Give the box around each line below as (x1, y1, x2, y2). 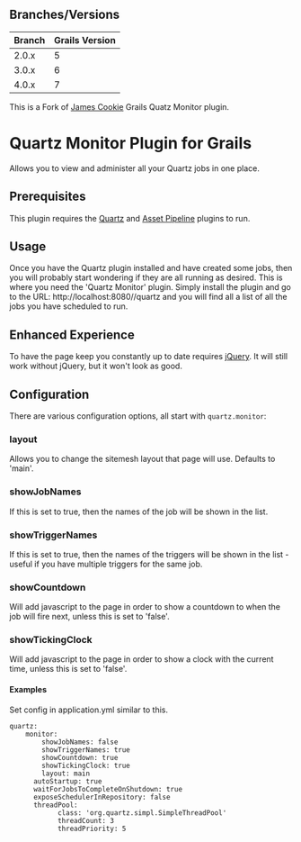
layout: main (41, 769, 91, 778)
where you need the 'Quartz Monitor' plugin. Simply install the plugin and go (9, 282, 292, 293)
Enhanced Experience (9, 327, 135, 342)
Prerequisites (9, 189, 86, 204)
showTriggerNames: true (41, 745, 130, 755)
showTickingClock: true (41, 761, 130, 770)
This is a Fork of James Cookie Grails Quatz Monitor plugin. (9, 101, 230, 112)
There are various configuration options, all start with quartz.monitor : (9, 411, 267, 421)
